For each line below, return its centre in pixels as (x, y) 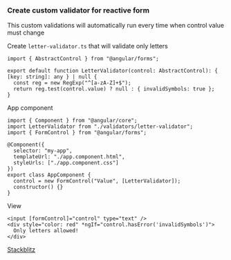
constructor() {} (38, 187)
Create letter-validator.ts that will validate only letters (87, 46)
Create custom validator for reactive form (78, 10)
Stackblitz (21, 250)
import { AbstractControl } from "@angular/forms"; (83, 59)
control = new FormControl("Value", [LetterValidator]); (97, 181)
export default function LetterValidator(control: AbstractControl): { (112, 71)
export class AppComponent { (49, 175)
